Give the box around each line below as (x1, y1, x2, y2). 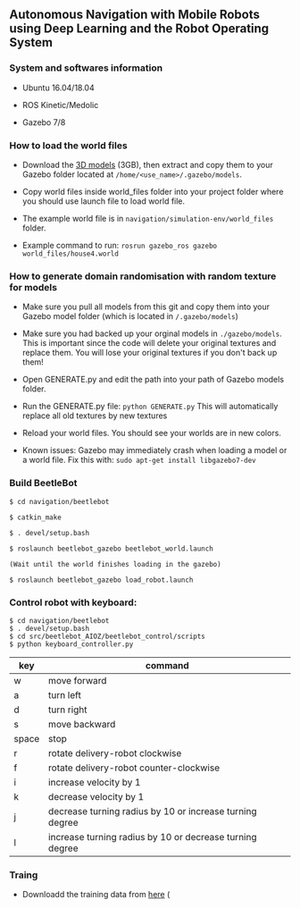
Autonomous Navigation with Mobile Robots (9, 7, 261, 22)
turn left (47, 688, 82, 701)
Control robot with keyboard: (9, 596, 137, 609)
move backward (47, 718, 116, 730)
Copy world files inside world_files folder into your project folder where (21, 186, 284, 197)
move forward (47, 674, 107, 686)
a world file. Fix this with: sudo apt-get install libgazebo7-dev (21, 455, 256, 466)
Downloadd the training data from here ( (21, 889, 171, 900)
